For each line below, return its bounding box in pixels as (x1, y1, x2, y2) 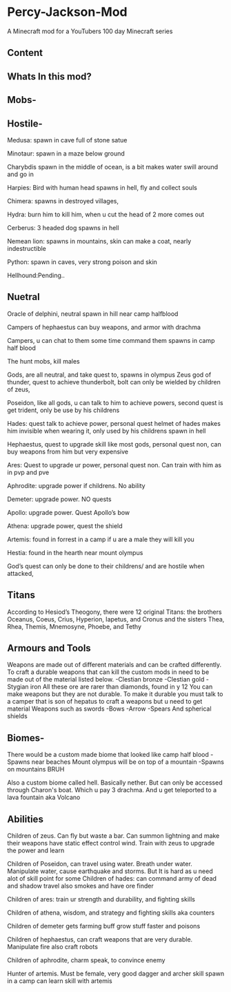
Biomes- (7, 732, 45, 744)
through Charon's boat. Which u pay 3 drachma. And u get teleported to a (7, 786, 217, 794)
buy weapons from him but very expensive (7, 447, 129, 456)
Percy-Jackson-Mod (7, 4, 128, 20)
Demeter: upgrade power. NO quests (7, 495, 112, 503)
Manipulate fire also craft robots (7, 942, 99, 951)
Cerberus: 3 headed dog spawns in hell (7, 223, 119, 232)
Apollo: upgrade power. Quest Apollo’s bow (7, 508, 130, 516)
